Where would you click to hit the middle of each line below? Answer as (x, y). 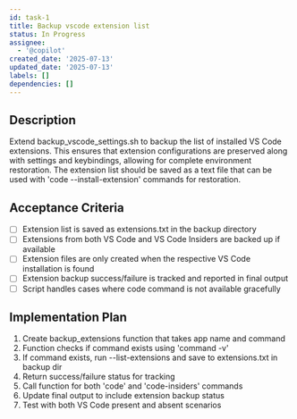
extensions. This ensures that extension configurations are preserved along (148, 151)
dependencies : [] (42, 84)
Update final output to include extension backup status (123, 396)
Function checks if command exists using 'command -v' (126, 348)
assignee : (28, 42)
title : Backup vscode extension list (80, 26)
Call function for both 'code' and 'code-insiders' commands (132, 386)
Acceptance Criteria (67, 208)
